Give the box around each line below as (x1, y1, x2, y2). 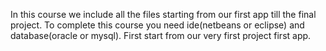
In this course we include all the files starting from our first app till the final (10, 9, 317, 20)
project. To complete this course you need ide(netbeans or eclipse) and (10, 19, 305, 31)
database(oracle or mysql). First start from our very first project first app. (10, 30, 312, 41)
